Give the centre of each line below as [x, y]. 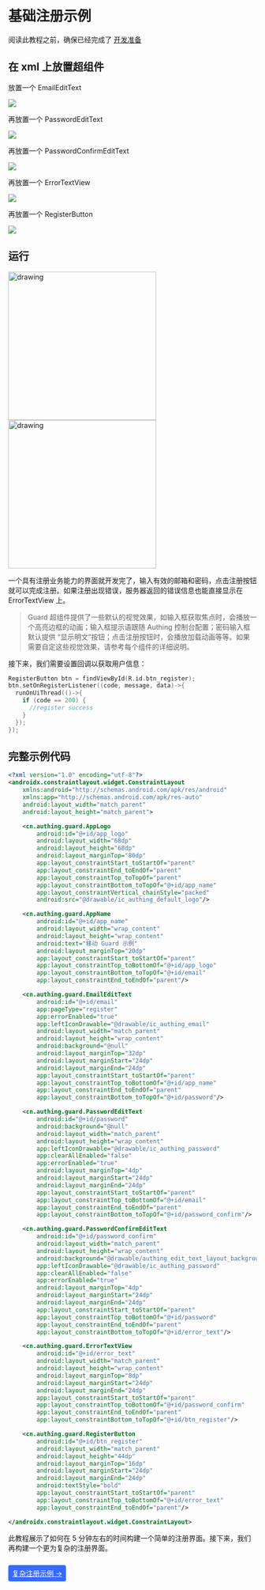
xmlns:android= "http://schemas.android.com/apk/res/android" [125, 790]
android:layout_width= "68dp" [84, 841]
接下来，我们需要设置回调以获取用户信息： [77, 663]
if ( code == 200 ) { [54, 701]
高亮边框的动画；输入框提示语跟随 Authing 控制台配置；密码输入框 [142, 627]
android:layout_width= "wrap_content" [98, 929]
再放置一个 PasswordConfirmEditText [69, 150]
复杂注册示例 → [37, 1573]
